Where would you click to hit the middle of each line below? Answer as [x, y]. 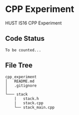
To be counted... [23, 50]
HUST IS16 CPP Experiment [33, 23]
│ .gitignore [21, 86]
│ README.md [20, 81]
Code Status [25, 39]
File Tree [19, 65]
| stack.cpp [29, 103]
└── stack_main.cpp [34, 107]
